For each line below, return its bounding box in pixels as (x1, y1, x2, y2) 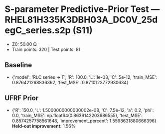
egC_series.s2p (4, 25, 71, 36)
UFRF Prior (4, 94, 39, 103)
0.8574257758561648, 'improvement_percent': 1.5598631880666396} (11, 118, 157, 124)
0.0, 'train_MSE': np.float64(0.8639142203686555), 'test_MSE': (11, 112, 143, 118)
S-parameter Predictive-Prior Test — (4, 3, 160, 15)
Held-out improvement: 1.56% (11, 123, 76, 129)
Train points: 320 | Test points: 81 (11, 46, 81, 52)
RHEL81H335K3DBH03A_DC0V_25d (4, 14, 158, 25)
